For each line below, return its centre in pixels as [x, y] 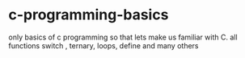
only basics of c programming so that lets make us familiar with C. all [123, 37]
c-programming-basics [89, 15]
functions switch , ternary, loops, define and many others [104, 45]
